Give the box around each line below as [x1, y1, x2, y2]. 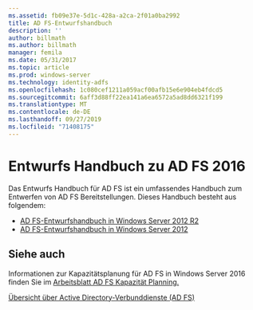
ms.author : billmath [8, 41, 77, 49]
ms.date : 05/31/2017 [8, 57, 77, 65]
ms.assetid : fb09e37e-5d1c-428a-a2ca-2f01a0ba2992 [8, 11, 180, 20]
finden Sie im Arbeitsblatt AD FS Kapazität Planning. [8, 277, 180, 287]
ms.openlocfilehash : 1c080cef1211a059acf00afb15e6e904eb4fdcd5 [8, 85, 223, 94]
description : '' [8, 26, 62, 34]
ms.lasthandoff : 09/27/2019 [8, 116, 102, 124]
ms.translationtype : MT [8, 100, 88, 108]
